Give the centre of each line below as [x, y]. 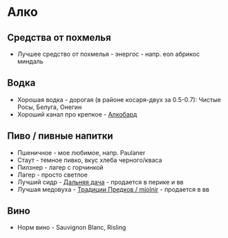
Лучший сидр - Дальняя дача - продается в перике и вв [100, 182]
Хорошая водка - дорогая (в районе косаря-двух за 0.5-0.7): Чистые [119, 99]
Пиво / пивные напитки [60, 136]
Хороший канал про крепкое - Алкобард [77, 114]
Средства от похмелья [59, 38]
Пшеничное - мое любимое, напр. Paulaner [81, 152]
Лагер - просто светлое [52, 175]
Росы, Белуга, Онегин [49, 107]
